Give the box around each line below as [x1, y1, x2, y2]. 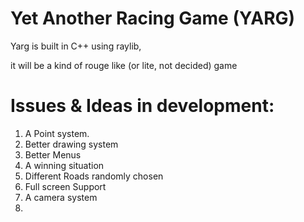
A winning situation [24, 159, 105, 171]
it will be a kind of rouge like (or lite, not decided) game [10, 59, 238, 71]
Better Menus [24, 148, 82, 161]
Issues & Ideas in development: [10, 95, 275, 117]
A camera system [24, 191, 98, 203]
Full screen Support [24, 180, 107, 192]
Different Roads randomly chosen [24, 170, 164, 182]
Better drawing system [24, 138, 119, 150]
